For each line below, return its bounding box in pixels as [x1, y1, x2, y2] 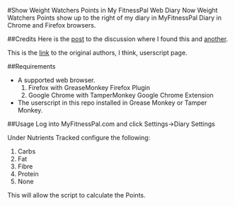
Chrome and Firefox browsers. [7, 21, 96, 29]
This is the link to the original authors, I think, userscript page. [7, 49, 188, 57]
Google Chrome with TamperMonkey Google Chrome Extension [28, 91, 214, 99]
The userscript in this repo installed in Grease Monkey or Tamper [17, 98, 207, 107]
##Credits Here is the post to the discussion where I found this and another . [7, 35, 229, 43]
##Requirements [7, 62, 56, 70]
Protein [17, 170, 39, 178]
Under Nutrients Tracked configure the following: [7, 134, 151, 142]
